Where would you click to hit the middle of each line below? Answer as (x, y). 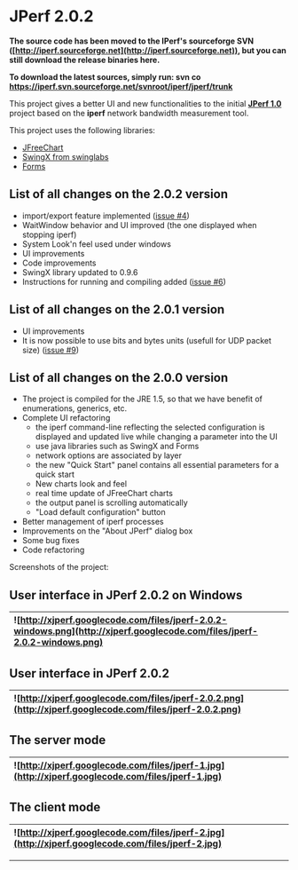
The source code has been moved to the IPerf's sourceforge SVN (132, 41)
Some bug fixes (51, 541)
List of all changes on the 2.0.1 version (117, 309)
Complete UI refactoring (66, 418)
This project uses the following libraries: (82, 130)
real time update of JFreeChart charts (104, 494)
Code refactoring (53, 550)
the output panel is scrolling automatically (111, 502)
